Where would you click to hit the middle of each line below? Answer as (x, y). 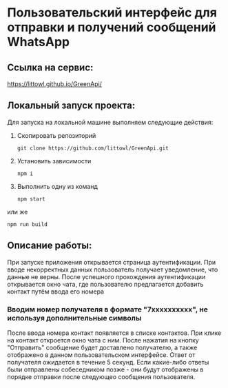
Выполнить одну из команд (58, 186)
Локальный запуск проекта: (71, 106)
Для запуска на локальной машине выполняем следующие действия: (110, 122)
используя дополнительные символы (74, 318)
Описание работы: (50, 246)
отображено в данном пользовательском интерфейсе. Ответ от (101, 355)
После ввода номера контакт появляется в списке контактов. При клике (114, 333)
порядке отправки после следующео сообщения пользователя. (101, 376)
